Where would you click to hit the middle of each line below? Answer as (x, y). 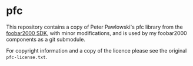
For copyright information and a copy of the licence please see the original (96, 50)
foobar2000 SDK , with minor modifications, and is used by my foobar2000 (96, 33)
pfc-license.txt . (27, 57)
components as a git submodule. (46, 39)
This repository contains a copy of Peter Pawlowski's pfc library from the (95, 27)
